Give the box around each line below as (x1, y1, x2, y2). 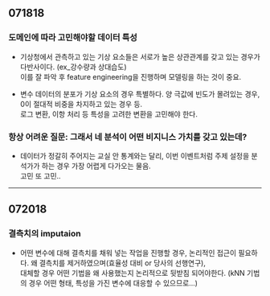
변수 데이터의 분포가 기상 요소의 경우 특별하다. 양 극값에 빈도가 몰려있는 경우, (19, 88, 260, 99)
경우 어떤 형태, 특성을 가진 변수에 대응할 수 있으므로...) (28, 277, 198, 288)
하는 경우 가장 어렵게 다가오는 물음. (41, 161, 151, 171)
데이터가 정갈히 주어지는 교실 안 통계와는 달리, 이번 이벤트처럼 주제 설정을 (19, 150, 250, 160)
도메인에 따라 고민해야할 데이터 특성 (8, 32, 138, 43)
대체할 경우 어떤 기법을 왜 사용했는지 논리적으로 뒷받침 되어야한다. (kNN (19, 268, 245, 277)
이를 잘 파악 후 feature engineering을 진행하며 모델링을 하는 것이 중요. (19, 72, 242, 81)
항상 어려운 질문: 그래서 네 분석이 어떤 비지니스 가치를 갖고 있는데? (8, 131, 247, 142)
